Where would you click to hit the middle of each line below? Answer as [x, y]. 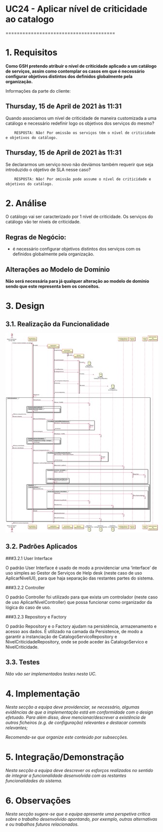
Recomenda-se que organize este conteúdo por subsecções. [67, 737]
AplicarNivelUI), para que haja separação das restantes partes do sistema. [80, 578]
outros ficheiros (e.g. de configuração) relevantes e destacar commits [76, 723]
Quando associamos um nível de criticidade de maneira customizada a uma [81, 118]
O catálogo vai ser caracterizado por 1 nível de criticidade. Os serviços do [79, 217]
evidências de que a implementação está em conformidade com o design [79, 712]
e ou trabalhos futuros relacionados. [42, 824]
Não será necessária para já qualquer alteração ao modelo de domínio [77, 281]
